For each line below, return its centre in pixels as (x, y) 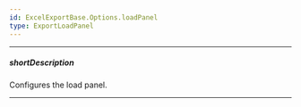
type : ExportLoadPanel (52, 26)
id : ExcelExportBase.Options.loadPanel (84, 17)
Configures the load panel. (58, 85)
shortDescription (42, 62)
